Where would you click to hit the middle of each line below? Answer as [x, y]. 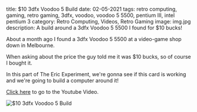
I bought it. [19, 63]
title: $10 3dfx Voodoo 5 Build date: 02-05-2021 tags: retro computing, [91, 9]
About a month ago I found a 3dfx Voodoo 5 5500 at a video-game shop [94, 39]
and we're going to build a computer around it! [63, 80]
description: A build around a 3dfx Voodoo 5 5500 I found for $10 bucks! [94, 28]
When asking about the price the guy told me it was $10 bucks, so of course [98, 57]
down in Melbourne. [30, 45]
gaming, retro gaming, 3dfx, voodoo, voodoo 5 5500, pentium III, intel [91, 15]
